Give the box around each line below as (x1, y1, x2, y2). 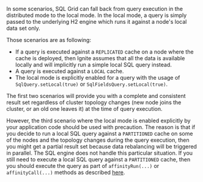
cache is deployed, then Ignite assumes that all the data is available (15, 55, 185, 61)
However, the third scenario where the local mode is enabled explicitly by (6, 117, 191, 124)
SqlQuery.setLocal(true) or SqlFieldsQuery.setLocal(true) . (15, 80, 168, 88)
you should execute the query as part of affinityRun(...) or (6, 163, 160, 169)
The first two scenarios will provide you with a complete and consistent (6, 93, 186, 99)
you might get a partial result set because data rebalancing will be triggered (6, 143, 197, 150)
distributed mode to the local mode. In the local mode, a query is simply (6, 12, 187, 19)
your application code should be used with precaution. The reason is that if (6, 124, 196, 130)
